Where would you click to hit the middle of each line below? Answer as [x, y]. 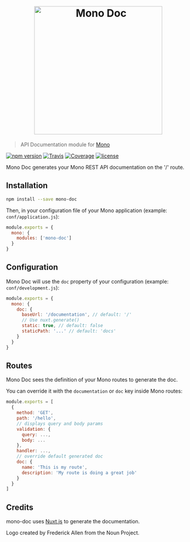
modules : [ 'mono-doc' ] [44, 238]
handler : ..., [34, 451]
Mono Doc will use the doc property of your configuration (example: [87, 281]
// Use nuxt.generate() [51, 320]
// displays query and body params [60, 424]
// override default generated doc [60, 456]
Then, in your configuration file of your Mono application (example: [87, 210]
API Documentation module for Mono [65, 144]
